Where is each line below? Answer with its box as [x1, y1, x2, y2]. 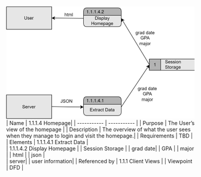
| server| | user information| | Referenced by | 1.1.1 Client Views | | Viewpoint [6, 157, 193, 164]
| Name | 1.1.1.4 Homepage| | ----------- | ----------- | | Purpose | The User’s [6, 119, 195, 126]
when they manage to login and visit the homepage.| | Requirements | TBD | [6, 132, 193, 139]
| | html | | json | [6, 151, 45, 158]
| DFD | [6, 164, 24, 171]
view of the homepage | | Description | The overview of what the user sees [6, 126, 191, 133]
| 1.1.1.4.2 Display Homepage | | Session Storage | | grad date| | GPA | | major [6, 145, 194, 152]
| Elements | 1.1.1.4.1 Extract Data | [6, 138, 89, 145]
